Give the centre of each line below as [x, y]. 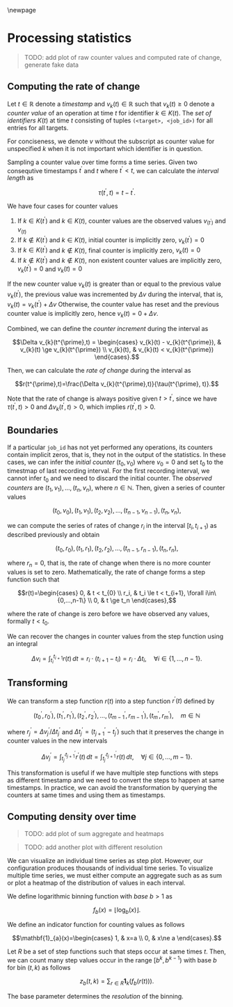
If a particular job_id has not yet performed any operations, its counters [110, 447]
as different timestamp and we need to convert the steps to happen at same [116, 780]
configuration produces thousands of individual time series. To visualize [110, 868]
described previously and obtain [54, 534]
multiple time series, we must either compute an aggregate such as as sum [115, 875]
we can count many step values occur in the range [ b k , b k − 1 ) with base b [112, 960]
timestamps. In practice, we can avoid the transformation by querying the [112, 787]
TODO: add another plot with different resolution [93, 847]
